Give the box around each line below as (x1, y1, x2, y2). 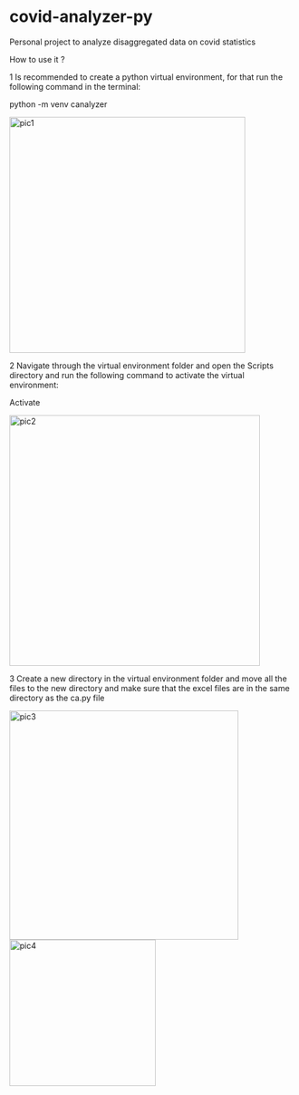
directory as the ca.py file (9, 692, 105, 703)
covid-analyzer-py (9, 6, 153, 27)
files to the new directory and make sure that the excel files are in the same (9, 682, 290, 693)
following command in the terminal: (9, 81, 141, 92)
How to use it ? (9, 54, 65, 64)
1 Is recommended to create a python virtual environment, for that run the (9, 71, 284, 83)
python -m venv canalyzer (9, 98, 108, 110)
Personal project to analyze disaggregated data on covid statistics (9, 36, 256, 47)
